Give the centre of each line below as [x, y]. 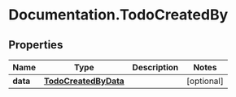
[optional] [205, 81]
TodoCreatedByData [84, 81]
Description [155, 67]
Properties [36, 45]
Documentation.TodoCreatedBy [118, 15]
